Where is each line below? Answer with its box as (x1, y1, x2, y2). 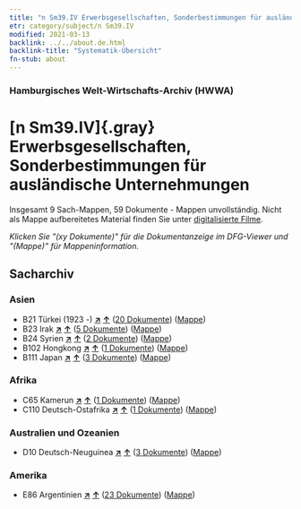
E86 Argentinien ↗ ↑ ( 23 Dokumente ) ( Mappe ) (21, 489, 195, 500)
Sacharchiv (9, 266, 74, 282)
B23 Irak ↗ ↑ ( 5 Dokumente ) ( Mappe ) (21, 324, 163, 334)
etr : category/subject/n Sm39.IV (9, 22, 134, 30)
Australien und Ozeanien (9, 427, 120, 439)
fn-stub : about (9, 55, 66, 64)
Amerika (9, 470, 47, 482)
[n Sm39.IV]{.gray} (9, 117, 156, 138)
